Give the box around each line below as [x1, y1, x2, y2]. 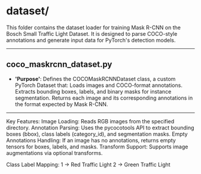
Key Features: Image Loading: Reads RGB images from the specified [6, 117, 175, 125]
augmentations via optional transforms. [6, 149, 103, 156]
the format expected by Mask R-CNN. [14, 100, 108, 108]
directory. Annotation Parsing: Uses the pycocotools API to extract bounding [6, 124, 194, 131]
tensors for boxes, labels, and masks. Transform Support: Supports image [6, 143, 188, 150]
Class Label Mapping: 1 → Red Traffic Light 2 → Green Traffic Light [6, 161, 170, 168]
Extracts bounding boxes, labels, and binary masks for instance [14, 88, 172, 95]
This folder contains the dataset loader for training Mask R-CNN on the [6, 24, 181, 31]
